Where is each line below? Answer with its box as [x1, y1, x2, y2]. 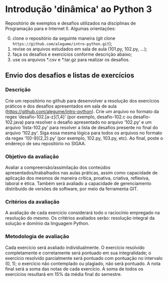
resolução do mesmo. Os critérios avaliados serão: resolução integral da [5, 215, 155, 221]
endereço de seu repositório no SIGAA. [5, 140, 86, 146]
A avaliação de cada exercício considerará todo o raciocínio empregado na [5, 210, 160, 216]
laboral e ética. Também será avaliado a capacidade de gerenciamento [5, 180, 151, 186]
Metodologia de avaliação [5, 233, 69, 240]
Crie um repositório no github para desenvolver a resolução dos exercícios [5, 98, 159, 104]
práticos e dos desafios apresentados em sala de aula [5, 103, 117, 109]
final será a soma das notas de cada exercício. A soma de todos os [5, 265, 144, 272]
